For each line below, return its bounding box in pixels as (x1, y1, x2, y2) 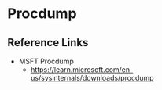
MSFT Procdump (18, 56, 74, 66)
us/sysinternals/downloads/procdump (30, 74, 154, 82)
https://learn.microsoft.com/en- (30, 65, 134, 74)
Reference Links (7, 36, 89, 49)
